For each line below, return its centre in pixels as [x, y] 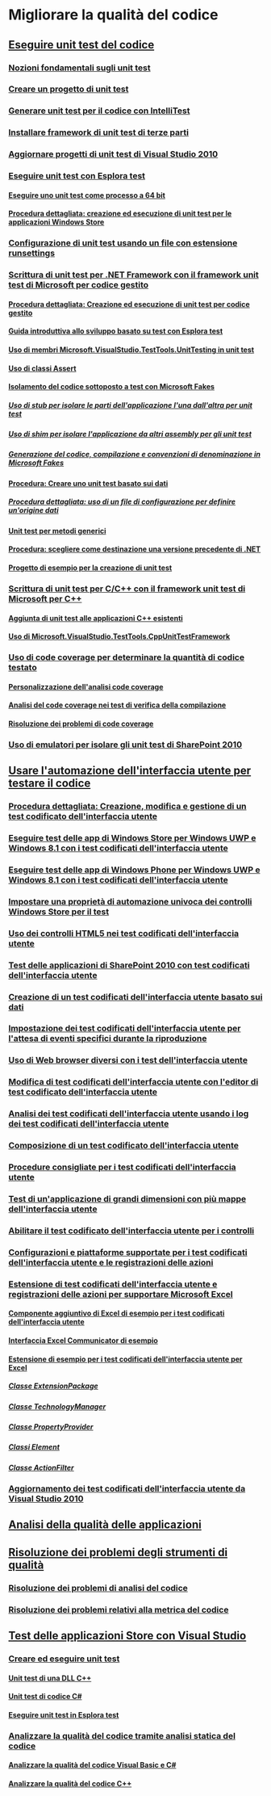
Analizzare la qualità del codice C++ [70, 1783]
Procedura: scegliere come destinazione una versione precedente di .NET [135, 549]
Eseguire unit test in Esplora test [64, 1714]
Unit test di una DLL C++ [50, 1678]
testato [23, 668]
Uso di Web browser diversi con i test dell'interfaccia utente [128, 1060]
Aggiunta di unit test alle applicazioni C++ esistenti [96, 618]
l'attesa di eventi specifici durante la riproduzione [108, 1039]
